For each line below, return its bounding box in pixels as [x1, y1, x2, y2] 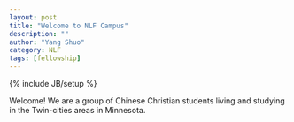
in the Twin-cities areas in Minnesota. [9, 105, 146, 115]
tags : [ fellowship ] [9, 54, 81, 63]
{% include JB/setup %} [9, 79, 97, 88]
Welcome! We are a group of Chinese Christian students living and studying [9, 95, 285, 106]
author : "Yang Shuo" [9, 37, 86, 47]
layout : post [9, 12, 58, 22]
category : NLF [9, 46, 62, 55]
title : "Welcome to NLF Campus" [9, 21, 128, 30]
